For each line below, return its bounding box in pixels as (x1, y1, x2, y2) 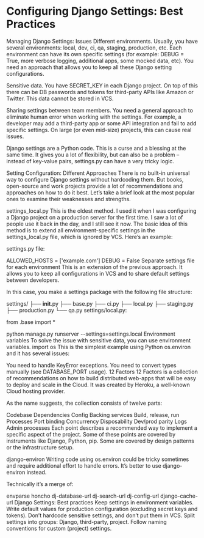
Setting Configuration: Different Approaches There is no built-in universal (6, 169, 190, 177)
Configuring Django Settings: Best (6, 4, 183, 18)
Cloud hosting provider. (6, 387, 65, 395)
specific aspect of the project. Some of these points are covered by (6, 430, 176, 438)
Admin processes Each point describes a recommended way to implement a (6, 424, 198, 432)
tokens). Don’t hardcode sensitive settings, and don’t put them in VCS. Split (6, 512, 195, 519)
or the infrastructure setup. (6, 443, 74, 451)
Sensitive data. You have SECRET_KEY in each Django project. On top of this (6, 81, 198, 89)
